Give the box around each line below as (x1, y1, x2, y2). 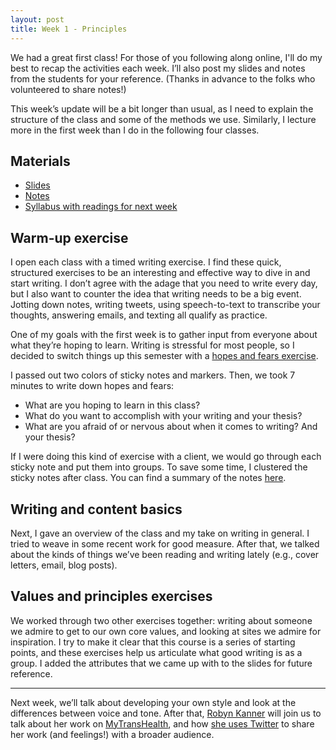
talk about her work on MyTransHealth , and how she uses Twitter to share (10, 717, 315, 730)
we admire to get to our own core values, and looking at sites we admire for (10, 625, 322, 637)
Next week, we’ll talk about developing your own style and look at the (10, 696, 297, 708)
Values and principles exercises (10, 588, 213, 605)
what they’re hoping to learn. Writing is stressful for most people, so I (10, 339, 295, 351)
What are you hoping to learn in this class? (24, 399, 201, 411)
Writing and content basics (10, 501, 183, 518)
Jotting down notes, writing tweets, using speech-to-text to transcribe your (10, 299, 321, 311)
